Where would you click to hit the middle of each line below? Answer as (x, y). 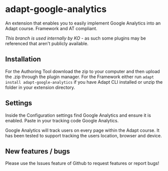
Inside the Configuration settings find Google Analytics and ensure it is (78, 115)
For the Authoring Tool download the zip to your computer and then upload (83, 71)
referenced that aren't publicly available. (47, 43)
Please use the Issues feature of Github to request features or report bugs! (82, 163)
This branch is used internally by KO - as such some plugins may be (76, 38)
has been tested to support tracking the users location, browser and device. (83, 135)
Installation (23, 59)
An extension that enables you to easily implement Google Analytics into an (83, 23)
